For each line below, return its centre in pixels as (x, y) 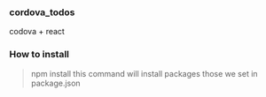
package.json (56, 83)
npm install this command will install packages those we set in (145, 73)
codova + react (37, 32)
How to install (39, 55)
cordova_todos (42, 12)
